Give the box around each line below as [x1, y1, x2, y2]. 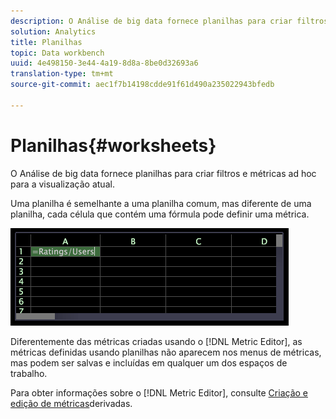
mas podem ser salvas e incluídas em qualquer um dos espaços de [10, 356, 288, 369]
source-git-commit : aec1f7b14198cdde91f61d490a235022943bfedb [10, 80, 275, 90]
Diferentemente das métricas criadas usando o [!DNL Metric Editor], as [10, 335, 303, 347]
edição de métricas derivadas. [10, 397, 133, 409]
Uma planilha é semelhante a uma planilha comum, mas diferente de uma [10, 197, 312, 209]
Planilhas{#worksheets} [10, 134, 217, 157]
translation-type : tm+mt [10, 69, 114, 79]
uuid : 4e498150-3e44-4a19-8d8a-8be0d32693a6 [10, 58, 199, 69]
